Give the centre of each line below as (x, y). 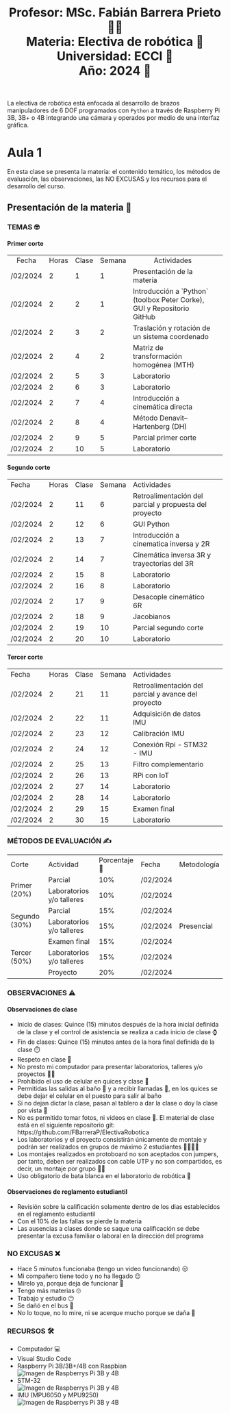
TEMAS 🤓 (23, 227)
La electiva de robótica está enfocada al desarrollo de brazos (93, 103)
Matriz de (149, 348)
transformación (158, 356)
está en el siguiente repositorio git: (66, 1125)
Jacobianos (152, 616)
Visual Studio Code (44, 1359)
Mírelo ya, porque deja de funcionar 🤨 (70, 1283)
